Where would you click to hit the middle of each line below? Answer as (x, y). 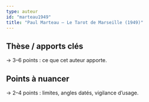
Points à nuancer (38, 79)
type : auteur (22, 11)
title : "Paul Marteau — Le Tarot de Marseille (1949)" (75, 22)
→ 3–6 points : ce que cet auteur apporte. (57, 60)
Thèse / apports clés (45, 46)
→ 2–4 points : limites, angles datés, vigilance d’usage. (72, 93)
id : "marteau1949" (29, 17)
